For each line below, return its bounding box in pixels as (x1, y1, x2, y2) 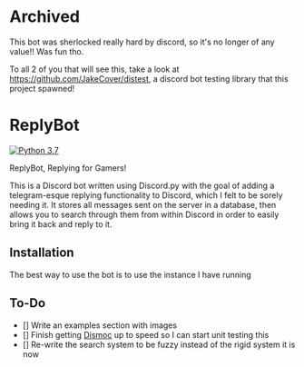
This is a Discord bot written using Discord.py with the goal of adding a (9, 180, 275, 191)
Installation (9, 245, 74, 261)
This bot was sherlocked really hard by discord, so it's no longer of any (9, 36, 275, 47)
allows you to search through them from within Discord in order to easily (9, 209, 279, 220)
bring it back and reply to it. (9, 218, 113, 229)
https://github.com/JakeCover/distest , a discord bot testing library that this (9, 73, 289, 84)
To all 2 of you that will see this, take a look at (9, 64, 180, 74)
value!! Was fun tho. (9, 45, 84, 56)
